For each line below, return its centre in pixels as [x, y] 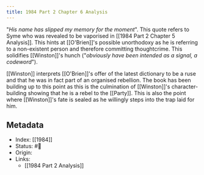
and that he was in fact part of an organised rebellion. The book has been [99, 80]
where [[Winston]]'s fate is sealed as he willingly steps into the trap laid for [100, 99]
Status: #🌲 [28, 146]
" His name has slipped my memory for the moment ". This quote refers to [98, 29]
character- [185, 87]
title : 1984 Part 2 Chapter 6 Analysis [57, 12]
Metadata [25, 125]
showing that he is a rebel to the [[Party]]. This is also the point [107, 93]
